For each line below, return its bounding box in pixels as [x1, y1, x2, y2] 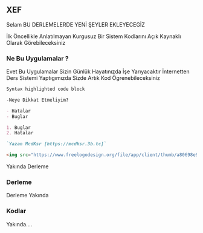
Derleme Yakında [6, 192, 49, 199]
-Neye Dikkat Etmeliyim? [6, 97, 69, 103]
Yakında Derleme [6, 163, 49, 170]
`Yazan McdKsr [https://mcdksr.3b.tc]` [6, 141, 107, 147]
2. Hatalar [6, 130, 34, 136]
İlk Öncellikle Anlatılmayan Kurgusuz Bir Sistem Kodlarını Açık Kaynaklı [6, 33, 181, 40]
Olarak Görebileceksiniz [6, 39, 66, 46]
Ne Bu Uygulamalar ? [6, 54, 69, 62]
